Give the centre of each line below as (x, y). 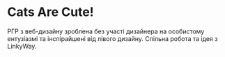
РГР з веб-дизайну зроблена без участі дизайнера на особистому (106, 31)
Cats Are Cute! (51, 12)
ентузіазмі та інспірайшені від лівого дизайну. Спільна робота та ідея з (113, 38)
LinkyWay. (22, 46)
